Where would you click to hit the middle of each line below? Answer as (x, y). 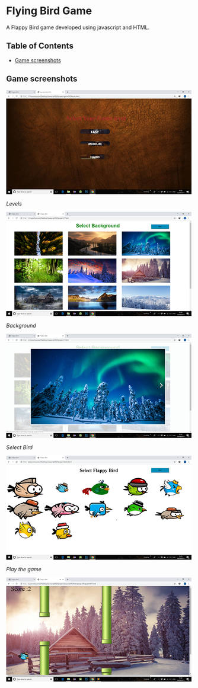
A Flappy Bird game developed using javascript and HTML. (78, 27)
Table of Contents (40, 46)
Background (21, 325)
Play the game (24, 569)
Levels (14, 203)
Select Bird (20, 447)
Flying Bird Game (49, 11)
